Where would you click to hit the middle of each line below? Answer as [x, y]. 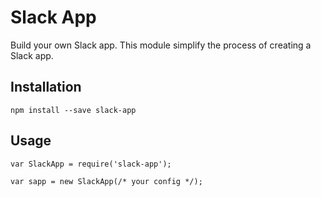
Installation [46, 87]
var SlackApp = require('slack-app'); [91, 164]
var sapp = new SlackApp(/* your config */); [106, 181]
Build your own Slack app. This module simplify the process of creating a [161, 45]
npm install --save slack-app [73, 110]
